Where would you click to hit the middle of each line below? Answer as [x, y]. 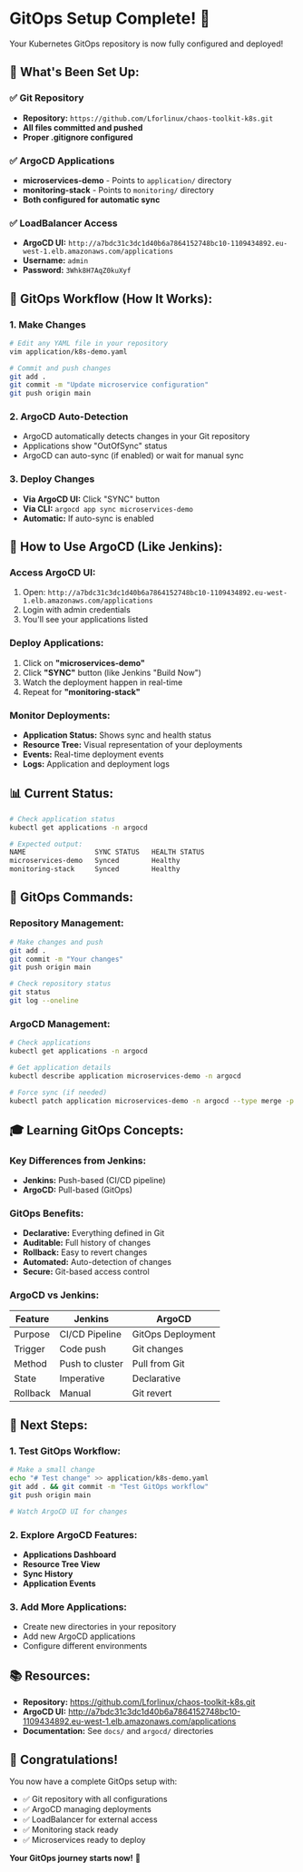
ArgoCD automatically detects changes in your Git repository [136, 436]
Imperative [82, 1378]
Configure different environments [85, 1646]
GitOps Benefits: [47, 1213]
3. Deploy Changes [52, 479]
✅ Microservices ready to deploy [84, 1840]
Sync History [48, 1574]
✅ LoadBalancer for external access [90, 1819]
